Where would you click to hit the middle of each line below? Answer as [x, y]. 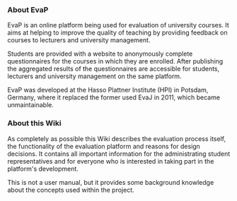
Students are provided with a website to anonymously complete [100, 54]
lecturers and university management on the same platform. [94, 76]
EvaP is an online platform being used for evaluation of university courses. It [118, 25]
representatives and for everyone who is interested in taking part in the [111, 161]
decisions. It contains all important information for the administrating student [119, 154]
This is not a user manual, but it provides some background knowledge [111, 182]
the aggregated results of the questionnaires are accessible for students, [114, 69]
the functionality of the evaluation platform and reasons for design [104, 146]
